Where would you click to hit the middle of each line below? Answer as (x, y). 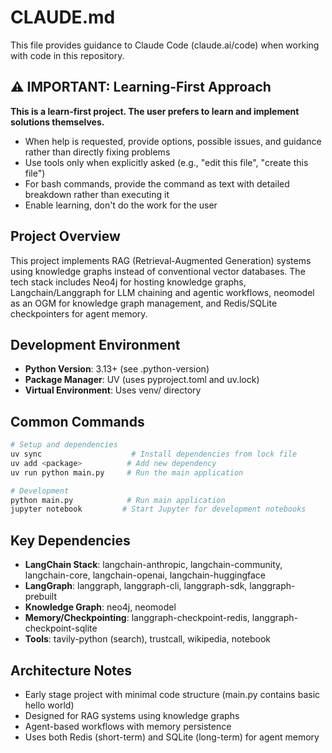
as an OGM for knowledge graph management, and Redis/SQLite (144, 303)
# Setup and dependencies (64, 445)
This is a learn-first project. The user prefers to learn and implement (155, 111)
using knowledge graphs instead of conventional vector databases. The (158, 271)
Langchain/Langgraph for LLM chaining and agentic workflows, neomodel (162, 292)
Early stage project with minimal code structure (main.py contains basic (172, 694)
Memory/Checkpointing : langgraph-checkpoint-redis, (137, 618)
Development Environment (95, 344)
